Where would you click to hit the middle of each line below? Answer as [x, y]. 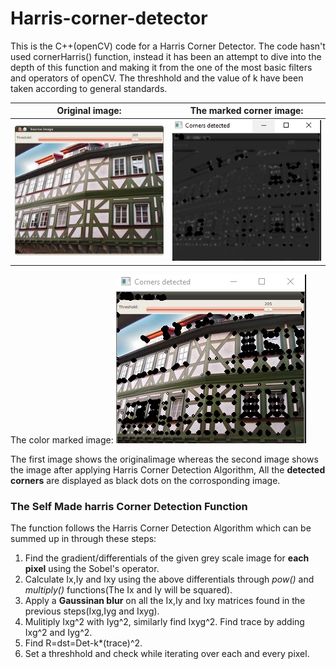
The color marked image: [62, 439]
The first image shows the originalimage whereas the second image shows [164, 459]
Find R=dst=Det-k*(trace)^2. [83, 643]
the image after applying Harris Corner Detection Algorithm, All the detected [168, 469]
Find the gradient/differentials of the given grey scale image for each [167, 558]
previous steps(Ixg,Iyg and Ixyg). [92, 611]
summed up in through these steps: [83, 538]
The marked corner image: [246, 111]
